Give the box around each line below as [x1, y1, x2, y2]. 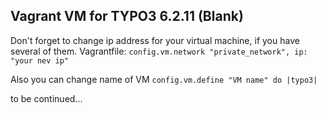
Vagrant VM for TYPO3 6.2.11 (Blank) [10, 8, 244, 25]
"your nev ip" [10, 55, 70, 66]
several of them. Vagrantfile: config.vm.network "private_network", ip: [10, 45, 308, 57]
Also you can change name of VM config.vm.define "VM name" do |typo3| [10, 73, 318, 85]
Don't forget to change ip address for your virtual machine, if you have [10, 34, 300, 46]
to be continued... [10, 92, 83, 104]
